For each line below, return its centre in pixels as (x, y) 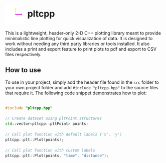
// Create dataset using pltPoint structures (53, 119)
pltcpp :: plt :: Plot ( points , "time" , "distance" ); (57, 155)
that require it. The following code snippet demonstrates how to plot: (76, 93)
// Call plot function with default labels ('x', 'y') (64, 134)
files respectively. (23, 54)
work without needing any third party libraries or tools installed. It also (77, 44)
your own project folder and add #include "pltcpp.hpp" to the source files (82, 87)
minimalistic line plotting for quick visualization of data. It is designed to (79, 38)
